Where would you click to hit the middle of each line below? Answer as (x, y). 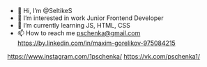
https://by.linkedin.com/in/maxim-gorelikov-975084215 (96, 43)
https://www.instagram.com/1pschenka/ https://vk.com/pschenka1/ (104, 56)
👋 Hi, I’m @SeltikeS (45, 11)
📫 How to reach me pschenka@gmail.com (79, 33)
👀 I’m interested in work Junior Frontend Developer (90, 18)
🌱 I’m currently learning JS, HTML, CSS (74, 25)
